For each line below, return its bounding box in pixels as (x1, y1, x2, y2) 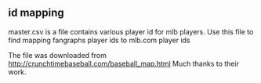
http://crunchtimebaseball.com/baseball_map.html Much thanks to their (8, 59, 239, 68)
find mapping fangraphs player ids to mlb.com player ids (8, 35, 190, 45)
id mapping (8, 6, 64, 20)
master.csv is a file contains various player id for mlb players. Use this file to (8, 27, 254, 36)
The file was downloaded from (8, 50, 107, 60)
